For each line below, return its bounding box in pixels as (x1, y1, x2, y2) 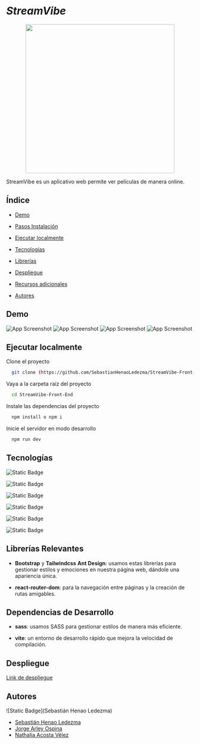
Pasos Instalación (14, 222, 58, 230)
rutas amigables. (14, 590, 56, 597)
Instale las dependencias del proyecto (6, 403, 99, 410)
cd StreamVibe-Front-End (11, 392, 73, 398)
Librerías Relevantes (6, 544, 84, 554)
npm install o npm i (11, 414, 62, 421)
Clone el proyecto (6, 358, 50, 365)
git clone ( (11, 369, 42, 376)
